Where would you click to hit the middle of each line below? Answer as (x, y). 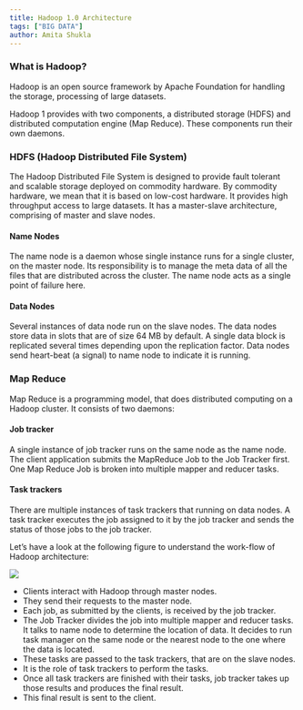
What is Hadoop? (48, 66)
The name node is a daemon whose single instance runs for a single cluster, (152, 257)
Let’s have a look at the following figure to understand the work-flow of (142, 547)
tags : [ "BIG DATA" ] (46, 26)
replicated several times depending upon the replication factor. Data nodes (150, 346)
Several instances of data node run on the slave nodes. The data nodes (143, 326)
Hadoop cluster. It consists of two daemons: (92, 408)
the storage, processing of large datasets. (88, 96)
